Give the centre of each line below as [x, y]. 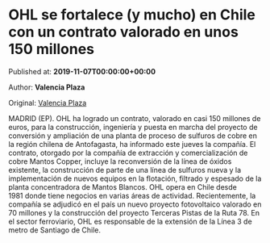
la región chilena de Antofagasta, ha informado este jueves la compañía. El [132, 144]
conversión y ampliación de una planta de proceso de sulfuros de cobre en [133, 136]
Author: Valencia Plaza [47, 87]
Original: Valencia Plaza [48, 103]
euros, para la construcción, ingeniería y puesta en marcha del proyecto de [133, 127]
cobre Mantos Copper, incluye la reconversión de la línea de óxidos [120, 161]
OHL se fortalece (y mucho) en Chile [132, 15]
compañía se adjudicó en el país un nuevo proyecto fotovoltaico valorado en [135, 204]
